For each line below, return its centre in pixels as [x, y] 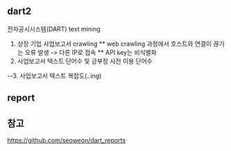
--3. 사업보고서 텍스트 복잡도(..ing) [54, 75]
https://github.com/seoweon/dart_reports [67, 141]
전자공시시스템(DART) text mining [54, 29]
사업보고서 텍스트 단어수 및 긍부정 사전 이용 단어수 [85, 61]
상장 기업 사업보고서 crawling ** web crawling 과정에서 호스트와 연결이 [114, 44]
